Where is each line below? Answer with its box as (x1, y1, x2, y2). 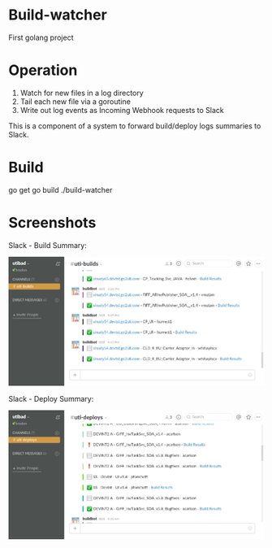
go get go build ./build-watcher (8, 185, 113, 194)
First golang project (8, 33, 74, 42)
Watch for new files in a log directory (19, 88, 144, 98)
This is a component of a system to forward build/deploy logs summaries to (8, 120, 261, 131)
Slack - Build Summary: (8, 240, 87, 250)
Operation (8, 61, 78, 80)
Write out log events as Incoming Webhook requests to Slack (19, 105, 225, 115)
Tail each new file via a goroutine (19, 96, 132, 107)
